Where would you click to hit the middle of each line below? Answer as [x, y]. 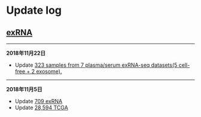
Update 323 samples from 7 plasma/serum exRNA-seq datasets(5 [96, 65]
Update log [34, 10]
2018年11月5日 [25, 89]
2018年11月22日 [26, 53]
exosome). [49, 71]
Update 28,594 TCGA [42, 107]
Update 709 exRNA [39, 101]
